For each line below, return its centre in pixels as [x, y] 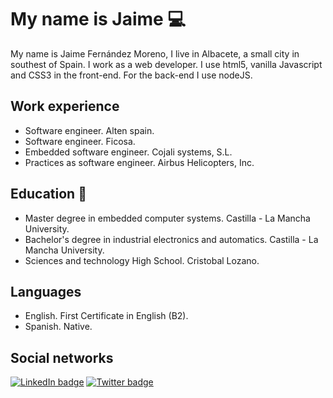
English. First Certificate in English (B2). [106, 316]
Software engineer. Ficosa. [80, 141]
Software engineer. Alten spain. [89, 130]
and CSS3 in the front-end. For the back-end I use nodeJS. [131, 75]
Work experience [65, 106]
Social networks [62, 357]
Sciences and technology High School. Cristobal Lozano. [142, 260]
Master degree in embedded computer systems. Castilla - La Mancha [167, 218]
